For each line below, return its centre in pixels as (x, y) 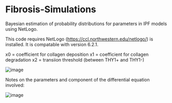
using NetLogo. (22, 29)
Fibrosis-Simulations (51, 9)
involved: (15, 85)
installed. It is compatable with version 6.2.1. (52, 44)
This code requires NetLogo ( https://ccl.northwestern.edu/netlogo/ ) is (79, 39)
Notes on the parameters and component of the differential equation (78, 79)
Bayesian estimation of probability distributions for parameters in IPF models (86, 24)
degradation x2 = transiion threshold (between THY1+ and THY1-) (75, 59)
